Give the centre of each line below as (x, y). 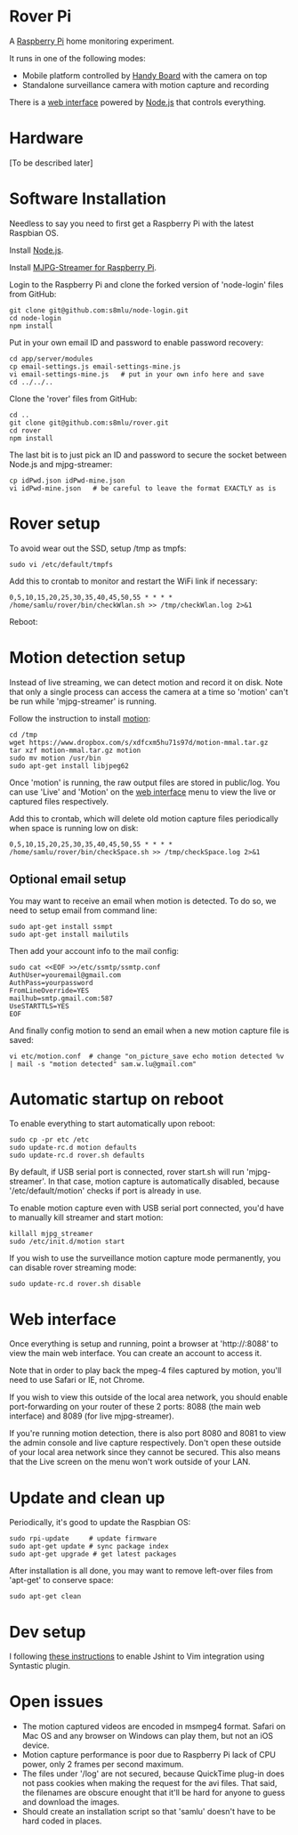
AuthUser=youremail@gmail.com (65, 975)
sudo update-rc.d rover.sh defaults (77, 1156)
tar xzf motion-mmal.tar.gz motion (75, 750)
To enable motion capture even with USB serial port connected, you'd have (147, 1209)
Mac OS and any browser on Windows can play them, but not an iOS (148, 1736)
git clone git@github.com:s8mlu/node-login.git (99, 310)
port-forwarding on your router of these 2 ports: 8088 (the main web (135, 1407)
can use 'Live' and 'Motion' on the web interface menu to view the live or (143, 792)
